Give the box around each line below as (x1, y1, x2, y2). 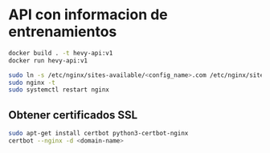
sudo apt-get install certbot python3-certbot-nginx (8, 130, 189, 138)
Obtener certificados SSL (8, 108, 138, 122)
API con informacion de (8, 6, 169, 24)
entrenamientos (8, 22, 117, 41)
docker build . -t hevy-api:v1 (8, 49, 113, 57)
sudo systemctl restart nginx (8, 86, 110, 94)
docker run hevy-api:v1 (8, 56, 88, 65)
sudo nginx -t (8, 79, 56, 87)
